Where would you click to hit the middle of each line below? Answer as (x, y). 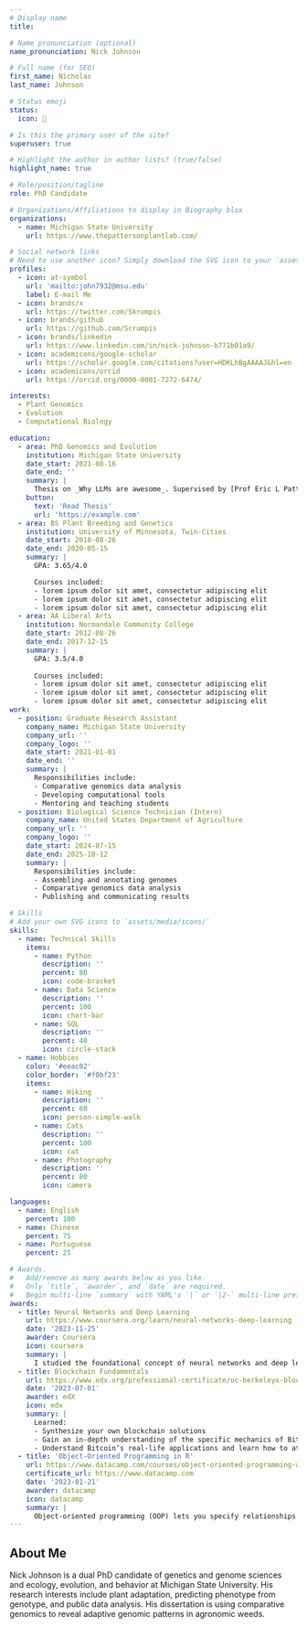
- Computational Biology (65, 422)
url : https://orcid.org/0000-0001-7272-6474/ (114, 380)
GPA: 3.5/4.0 (58, 659)
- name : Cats (58, 1126)
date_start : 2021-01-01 (71, 752)
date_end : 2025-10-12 (67, 854)
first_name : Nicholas (51, 77)
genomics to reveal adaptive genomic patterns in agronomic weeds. (137, 1614)
